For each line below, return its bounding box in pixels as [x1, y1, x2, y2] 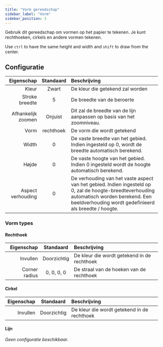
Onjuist [46, 113, 62, 120]
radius [23, 272, 38, 279]
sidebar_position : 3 [5, 16, 47, 21]
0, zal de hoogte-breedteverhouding [71, 187, 155, 194]
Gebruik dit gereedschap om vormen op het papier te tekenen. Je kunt [5, 30, 146, 35]
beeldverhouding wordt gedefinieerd [71, 199, 155, 206]
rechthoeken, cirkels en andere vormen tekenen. [5, 34, 102, 40]
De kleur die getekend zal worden [71, 86, 148, 92]
